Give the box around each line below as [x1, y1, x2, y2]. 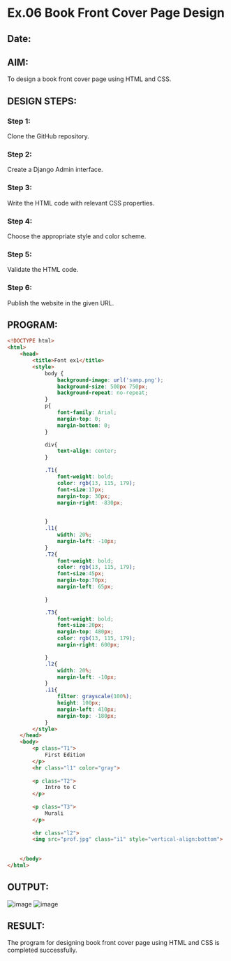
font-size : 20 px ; [57, 622, 105, 629]
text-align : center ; [57, 447, 117, 455]
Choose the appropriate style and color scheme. [7, 232, 147, 240]
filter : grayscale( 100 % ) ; [57, 693, 133, 700]
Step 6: [7, 283, 33, 293]
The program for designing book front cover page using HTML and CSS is [7, 939, 220, 947]
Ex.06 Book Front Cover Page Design [7, 5, 225, 21]
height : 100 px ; [57, 700, 101, 707]
